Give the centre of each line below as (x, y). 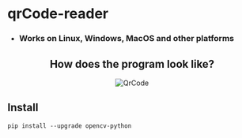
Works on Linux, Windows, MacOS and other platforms (127, 39)
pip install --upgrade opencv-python (70, 126)
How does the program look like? (132, 64)
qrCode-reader (58, 14)
